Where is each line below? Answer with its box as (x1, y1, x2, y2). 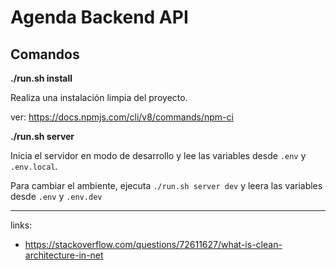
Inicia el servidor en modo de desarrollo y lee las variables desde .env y (10, 150, 307, 161)
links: (10, 219, 33, 231)
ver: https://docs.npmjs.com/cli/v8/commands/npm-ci (10, 111, 234, 123)
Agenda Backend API (10, 6, 189, 29)
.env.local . (10, 161, 58, 172)
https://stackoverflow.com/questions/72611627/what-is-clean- (24, 239, 283, 250)
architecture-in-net (24, 249, 104, 261)
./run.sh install (10, 72, 73, 84)
